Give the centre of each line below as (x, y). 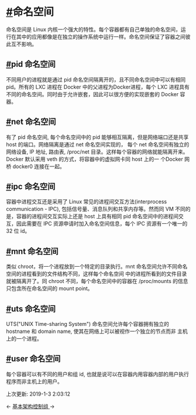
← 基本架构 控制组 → (30, 406)
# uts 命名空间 (31, 309)
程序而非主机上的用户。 (34, 381)
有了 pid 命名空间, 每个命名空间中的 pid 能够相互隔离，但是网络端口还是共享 (97, 137)
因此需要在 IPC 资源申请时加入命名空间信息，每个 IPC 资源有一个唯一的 (102, 224)
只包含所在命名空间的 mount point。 (49, 288)
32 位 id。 (18, 231)
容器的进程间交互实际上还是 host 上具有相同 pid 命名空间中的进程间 (97, 216)
